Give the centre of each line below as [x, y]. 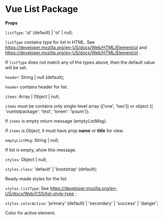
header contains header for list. [37, 87]
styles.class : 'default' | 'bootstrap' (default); [51, 169]
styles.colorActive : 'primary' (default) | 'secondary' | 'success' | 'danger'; [82, 203]
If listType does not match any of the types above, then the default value [80, 62]
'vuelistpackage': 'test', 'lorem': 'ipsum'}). [48, 111]
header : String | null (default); [35, 77]
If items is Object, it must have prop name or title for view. [64, 131]
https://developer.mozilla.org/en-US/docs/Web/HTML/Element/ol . [73, 53]
